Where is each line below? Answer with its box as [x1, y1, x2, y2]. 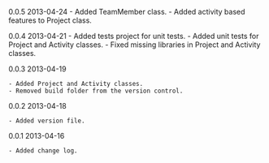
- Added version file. [8, 117, 85, 125]
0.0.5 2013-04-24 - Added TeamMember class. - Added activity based [8, 7, 245, 16]
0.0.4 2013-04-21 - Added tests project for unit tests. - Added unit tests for [8, 32, 259, 41]
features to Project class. [8, 15, 92, 25]
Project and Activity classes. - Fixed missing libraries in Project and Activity [8, 40, 261, 49]
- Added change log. [8, 147, 79, 155]
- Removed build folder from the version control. [8, 87, 184, 95]
